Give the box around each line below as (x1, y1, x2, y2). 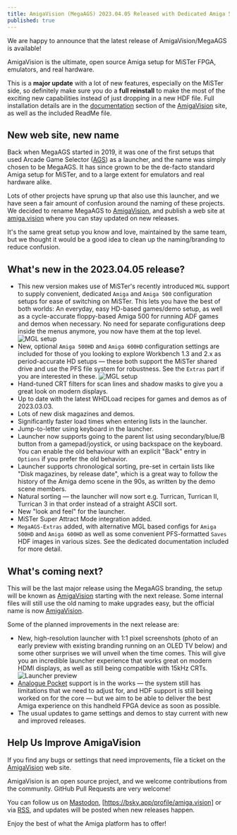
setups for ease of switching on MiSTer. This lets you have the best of (17, 297, 221, 306)
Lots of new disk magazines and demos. (17, 410, 135, 418)
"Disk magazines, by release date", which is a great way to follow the (17, 470, 219, 478)
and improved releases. (17, 716, 86, 725)
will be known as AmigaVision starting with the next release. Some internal (7, 591, 224, 600)
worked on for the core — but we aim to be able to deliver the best (17, 694, 211, 702)
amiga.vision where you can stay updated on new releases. (7, 214, 180, 223)
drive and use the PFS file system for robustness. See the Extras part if (17, 365, 224, 373)
